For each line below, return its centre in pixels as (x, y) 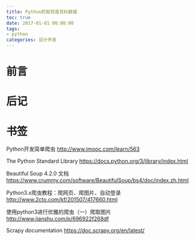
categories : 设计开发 (32, 40)
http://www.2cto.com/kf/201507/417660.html (62, 200)
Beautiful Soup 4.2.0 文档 (38, 174)
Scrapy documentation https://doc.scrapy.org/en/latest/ (76, 230)
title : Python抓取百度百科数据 (42, 12)
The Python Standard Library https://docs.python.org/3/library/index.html (97, 161)
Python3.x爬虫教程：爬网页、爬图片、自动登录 (64, 193)
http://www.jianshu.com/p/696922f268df (58, 219)
